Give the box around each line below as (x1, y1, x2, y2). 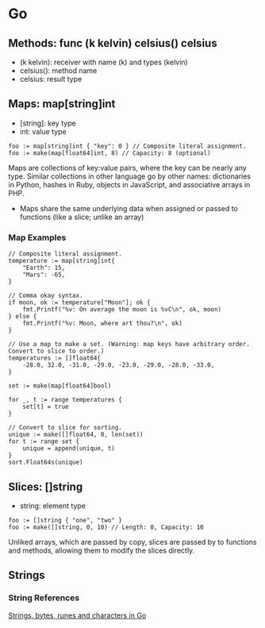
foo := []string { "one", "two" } (8, 516, 123, 524)
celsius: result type (19, 75, 83, 83)
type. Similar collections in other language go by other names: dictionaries (8, 171, 252, 181)
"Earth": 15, (22, 264, 66, 272)
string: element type (19, 501, 86, 510)
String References (8, 592, 80, 603)
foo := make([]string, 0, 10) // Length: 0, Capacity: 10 (8, 523, 204, 531)
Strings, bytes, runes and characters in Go (8, 611, 147, 620)
